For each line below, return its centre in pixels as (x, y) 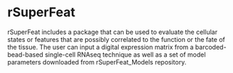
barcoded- (211, 47)
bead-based (26, 55)
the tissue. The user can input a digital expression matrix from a (101, 47)
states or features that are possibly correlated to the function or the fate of (116, 39)
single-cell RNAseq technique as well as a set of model (125, 55)
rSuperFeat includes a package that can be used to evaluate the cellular (113, 32)
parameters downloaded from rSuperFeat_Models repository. (97, 62)
